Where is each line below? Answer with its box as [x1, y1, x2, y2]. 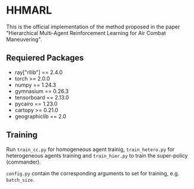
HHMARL [6, 4, 52, 17]
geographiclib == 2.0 [14, 113, 66, 120]
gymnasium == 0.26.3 [14, 87, 69, 95]
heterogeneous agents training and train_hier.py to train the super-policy [6, 152, 188, 159]
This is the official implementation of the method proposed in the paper [6, 23, 180, 30]
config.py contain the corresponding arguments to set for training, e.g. [6, 169, 180, 177]
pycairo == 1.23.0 [14, 100, 58, 107]
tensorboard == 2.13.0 [14, 94, 69, 101]
